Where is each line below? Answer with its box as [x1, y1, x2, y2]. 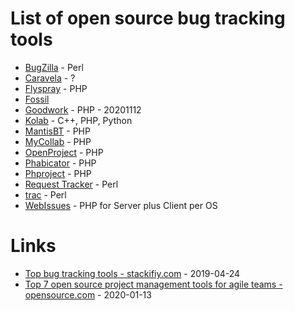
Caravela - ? [24, 72, 76, 84]
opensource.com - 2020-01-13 [24, 288, 152, 301]
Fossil [24, 93, 50, 105]
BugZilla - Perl [24, 61, 84, 73]
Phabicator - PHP [24, 157, 97, 169]
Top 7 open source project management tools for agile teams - [24, 278, 283, 290]
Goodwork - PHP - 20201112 [24, 103, 142, 116]
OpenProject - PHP [24, 146, 104, 158]
